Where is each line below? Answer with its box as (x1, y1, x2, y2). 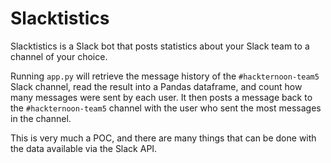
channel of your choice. (10, 50, 108, 62)
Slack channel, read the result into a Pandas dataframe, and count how (10, 80, 303, 92)
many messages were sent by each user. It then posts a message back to (10, 91, 313, 103)
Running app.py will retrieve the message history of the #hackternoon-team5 (10, 70, 320, 82)
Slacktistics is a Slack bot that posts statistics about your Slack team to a (10, 40, 310, 52)
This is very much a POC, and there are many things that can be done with (10, 132, 317, 144)
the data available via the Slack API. (10, 142, 158, 154)
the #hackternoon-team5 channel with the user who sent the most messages (10, 102, 322, 114)
